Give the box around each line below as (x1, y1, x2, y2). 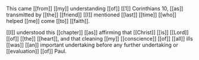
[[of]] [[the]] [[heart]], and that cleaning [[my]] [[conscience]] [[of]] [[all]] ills (6, 35, 193, 42)
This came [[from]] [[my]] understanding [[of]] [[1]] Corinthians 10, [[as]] (6, 5, 184, 12)
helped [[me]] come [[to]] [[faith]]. (6, 18, 90, 24)
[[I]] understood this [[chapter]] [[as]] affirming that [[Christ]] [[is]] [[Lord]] (6, 29, 189, 36)
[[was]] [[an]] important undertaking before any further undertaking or (6, 41, 178, 48)
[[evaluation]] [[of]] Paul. (6, 48, 67, 55)
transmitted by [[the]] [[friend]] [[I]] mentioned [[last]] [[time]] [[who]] (6, 11, 177, 18)
